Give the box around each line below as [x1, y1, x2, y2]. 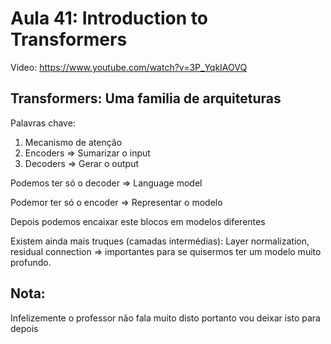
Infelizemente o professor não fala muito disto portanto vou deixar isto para [10, 312, 321, 324]
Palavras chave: [10, 117, 76, 129]
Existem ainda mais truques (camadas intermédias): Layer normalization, [10, 235, 310, 247]
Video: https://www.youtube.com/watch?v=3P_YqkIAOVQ [10, 61, 248, 73]
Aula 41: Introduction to [10, 7, 208, 30]
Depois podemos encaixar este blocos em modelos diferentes [10, 215, 266, 227]
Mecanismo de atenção [24, 136, 123, 148]
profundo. [10, 256, 52, 268]
